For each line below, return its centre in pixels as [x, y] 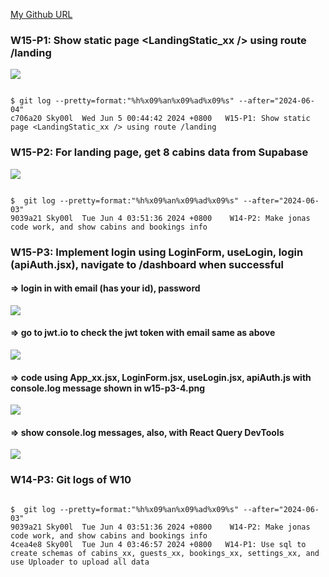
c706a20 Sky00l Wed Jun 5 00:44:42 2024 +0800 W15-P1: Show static [160, 119]
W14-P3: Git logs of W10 [71, 480]
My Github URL [41, 14]
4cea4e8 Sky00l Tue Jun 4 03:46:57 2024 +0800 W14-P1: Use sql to [158, 544]
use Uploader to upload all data [80, 562]
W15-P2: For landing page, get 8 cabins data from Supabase [159, 152]
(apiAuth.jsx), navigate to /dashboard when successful [147, 264]
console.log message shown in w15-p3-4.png [108, 388]
